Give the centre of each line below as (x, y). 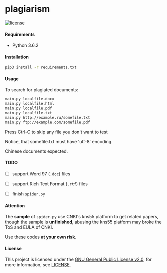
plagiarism (28, 9)
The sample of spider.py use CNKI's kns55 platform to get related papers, (82, 217)
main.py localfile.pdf (29, 108)
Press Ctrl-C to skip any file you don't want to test (57, 132)
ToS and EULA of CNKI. (29, 227)
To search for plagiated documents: (42, 90)
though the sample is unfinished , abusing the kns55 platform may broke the (83, 222)
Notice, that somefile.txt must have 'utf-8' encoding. (59, 141)
